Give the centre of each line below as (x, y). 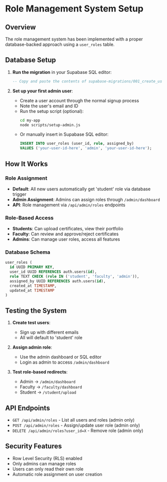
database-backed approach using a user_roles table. (60, 44)
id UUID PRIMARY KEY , (32, 267)
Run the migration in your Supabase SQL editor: (62, 72)
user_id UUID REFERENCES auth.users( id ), (53, 272)
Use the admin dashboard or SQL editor (61, 357)
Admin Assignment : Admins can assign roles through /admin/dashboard (86, 199)
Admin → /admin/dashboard (48, 382)
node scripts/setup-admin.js (50, 125)
